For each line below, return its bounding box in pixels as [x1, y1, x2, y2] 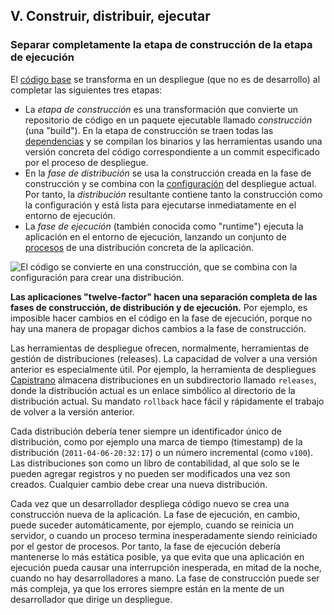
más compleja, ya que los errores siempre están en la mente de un [10, 582, 285, 594]
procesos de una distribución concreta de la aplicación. [24, 241, 255, 253]
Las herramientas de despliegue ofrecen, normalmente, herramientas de [10, 342, 310, 354]
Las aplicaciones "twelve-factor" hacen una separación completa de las [10, 290, 318, 303]
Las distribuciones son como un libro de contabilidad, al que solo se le [10, 457, 300, 469]
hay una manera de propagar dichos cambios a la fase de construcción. [10, 322, 307, 334]
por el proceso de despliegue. [24, 156, 149, 168]
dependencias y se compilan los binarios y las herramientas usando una [24, 135, 323, 147]
